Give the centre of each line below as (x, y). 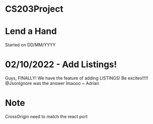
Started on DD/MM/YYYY (30, 45)
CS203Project (34, 9)
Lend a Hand (31, 31)
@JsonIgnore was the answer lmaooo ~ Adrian (52, 83)
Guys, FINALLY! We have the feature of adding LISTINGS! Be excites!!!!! (77, 78)
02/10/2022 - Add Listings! (61, 65)
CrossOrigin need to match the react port (46, 116)
